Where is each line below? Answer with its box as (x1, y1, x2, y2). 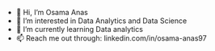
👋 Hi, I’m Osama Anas (15, 8, 89, 17)
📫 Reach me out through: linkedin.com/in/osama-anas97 (15, 33, 208, 43)
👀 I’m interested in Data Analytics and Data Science (15, 16, 188, 25)
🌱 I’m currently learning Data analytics (15, 25, 144, 33)
